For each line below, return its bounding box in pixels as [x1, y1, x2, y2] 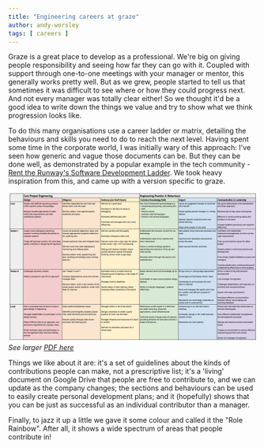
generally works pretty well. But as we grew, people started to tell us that [8, 77, 246, 87]
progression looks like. [8, 111, 82, 120]
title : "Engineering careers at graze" [8, 13, 140, 21]
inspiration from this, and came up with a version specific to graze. [8, 176, 226, 186]
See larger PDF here [8, 342, 74, 352]
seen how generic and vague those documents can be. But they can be [8, 151, 241, 161]
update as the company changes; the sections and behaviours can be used [8, 383, 254, 393]
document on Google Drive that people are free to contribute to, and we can [8, 375, 256, 384]
